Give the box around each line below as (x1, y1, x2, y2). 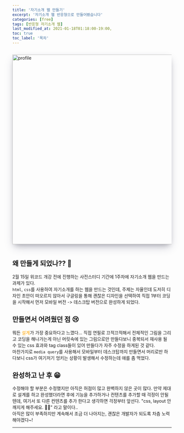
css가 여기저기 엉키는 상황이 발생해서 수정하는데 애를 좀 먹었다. (25, 355, 150, 361)
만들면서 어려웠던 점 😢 (12, 315, 79, 324)
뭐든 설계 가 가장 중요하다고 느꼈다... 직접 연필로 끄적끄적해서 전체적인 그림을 (12, 329, 162, 335)
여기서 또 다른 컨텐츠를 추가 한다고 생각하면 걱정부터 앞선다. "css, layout (23, 398, 166, 404)
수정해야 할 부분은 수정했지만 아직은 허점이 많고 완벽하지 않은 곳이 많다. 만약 (12, 385, 162, 392)
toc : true (12, 31, 33, 36)
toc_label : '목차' (12, 36, 49, 41)
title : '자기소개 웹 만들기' (12, 7, 65, 13)
